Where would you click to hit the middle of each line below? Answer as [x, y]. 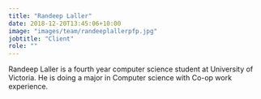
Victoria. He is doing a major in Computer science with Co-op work [120, 78]
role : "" [23, 46]
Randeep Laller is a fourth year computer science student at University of [131, 69]
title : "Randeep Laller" [50, 16]
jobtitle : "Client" [41, 39]
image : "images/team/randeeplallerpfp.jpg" [83, 31]
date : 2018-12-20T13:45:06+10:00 [65, 24]
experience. [28, 87]
